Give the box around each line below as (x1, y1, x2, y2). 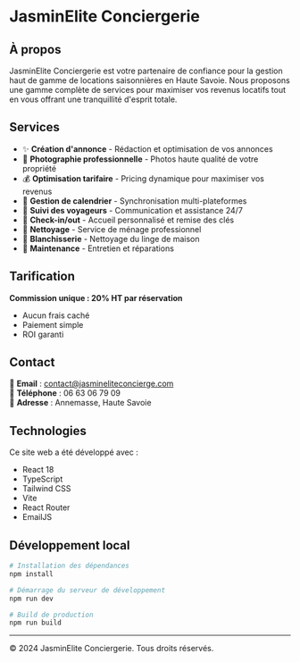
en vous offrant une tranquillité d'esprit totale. (9, 94, 178, 105)
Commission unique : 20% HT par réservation (9, 292, 183, 303)
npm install (9, 569, 54, 578)
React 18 (21, 465, 54, 475)
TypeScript (21, 473, 63, 484)
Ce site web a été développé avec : (9, 447, 138, 457)
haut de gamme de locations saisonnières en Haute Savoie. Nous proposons (9, 75, 290, 86)
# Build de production (9, 610, 94, 619)
